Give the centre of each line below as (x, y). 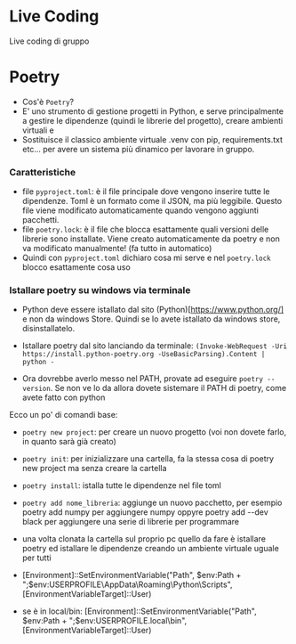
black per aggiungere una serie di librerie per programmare (131, 522)
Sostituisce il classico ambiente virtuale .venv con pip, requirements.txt (152, 139)
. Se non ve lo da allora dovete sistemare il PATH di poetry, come (168, 388)
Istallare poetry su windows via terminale (100, 290)
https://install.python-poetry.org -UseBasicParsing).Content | (144, 355)
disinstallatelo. (48, 329)
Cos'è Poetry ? (48, 102)
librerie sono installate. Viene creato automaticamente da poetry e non (151, 239)
